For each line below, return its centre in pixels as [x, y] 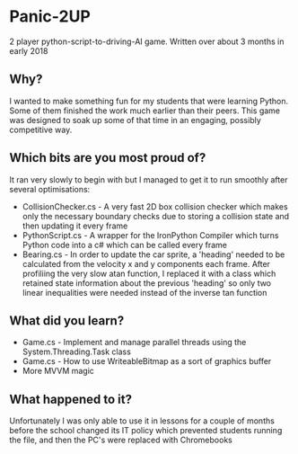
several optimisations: [50, 189]
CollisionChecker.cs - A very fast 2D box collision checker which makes [155, 206]
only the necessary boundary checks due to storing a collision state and [156, 216]
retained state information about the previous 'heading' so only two [147, 283]
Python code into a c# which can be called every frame [124, 245]
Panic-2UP [50, 17]
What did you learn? [67, 320]
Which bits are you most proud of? [108, 158]
